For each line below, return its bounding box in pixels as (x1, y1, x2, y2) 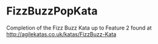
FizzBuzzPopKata (6, 4, 98, 18)
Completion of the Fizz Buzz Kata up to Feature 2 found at (6, 24, 152, 31)
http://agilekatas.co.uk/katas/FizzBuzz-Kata (6, 30, 117, 37)
